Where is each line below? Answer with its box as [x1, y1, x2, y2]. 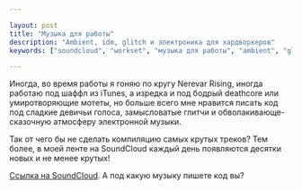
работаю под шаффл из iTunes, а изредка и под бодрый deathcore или [9, 88, 279, 99]
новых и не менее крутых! [9, 153, 111, 164]
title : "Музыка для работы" [9, 29, 115, 39]
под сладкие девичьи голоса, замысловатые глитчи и [9, 107, 217, 117]
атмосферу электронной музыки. [53, 117, 182, 127]
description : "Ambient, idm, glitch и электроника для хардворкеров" [9, 38, 276, 47]
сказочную [9, 117, 52, 127]
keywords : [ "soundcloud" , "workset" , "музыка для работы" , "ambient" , [9, 46, 280, 55]
